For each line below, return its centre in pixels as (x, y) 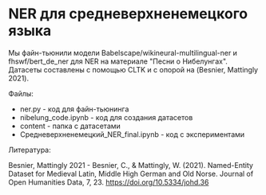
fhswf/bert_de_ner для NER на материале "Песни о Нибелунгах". (118, 61)
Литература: (30, 150)
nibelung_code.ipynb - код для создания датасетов (106, 117)
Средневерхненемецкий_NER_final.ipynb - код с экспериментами (132, 134)
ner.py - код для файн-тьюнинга (74, 109)
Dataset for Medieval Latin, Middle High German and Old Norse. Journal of (131, 174)
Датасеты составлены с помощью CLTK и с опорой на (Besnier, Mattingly (133, 69)
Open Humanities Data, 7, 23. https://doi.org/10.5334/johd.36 (109, 182)
